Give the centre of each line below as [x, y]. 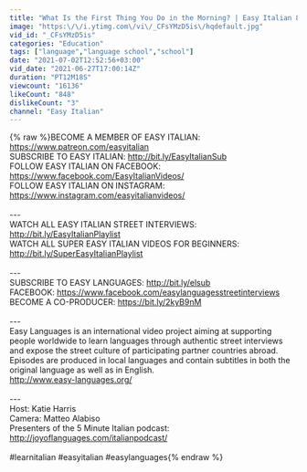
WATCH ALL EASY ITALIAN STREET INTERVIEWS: [103, 225]
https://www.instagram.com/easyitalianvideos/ [97, 195]
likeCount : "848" [42, 94]
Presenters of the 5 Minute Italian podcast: [90, 428]
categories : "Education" [57, 43]
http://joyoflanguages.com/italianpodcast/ [89, 438]
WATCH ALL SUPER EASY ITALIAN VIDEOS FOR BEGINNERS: [125, 244]
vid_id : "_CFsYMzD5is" [53, 35]
